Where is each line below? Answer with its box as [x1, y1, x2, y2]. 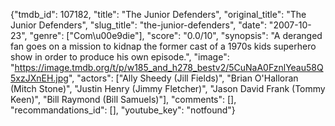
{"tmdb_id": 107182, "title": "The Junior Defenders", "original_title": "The [10, 9, 307, 20]
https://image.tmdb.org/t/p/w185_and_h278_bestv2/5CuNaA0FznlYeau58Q [14, 62, 324, 73]
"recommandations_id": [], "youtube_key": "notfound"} [10, 104, 236, 116]
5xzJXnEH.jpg [10, 72, 69, 84]
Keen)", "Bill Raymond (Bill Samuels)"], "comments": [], [10, 94, 237, 105]
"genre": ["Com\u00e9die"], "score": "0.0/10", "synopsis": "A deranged [29, 30, 323, 41]
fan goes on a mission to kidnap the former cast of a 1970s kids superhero [10, 40, 317, 52]
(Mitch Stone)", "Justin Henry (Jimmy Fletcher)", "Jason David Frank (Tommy [10, 83, 326, 94]
